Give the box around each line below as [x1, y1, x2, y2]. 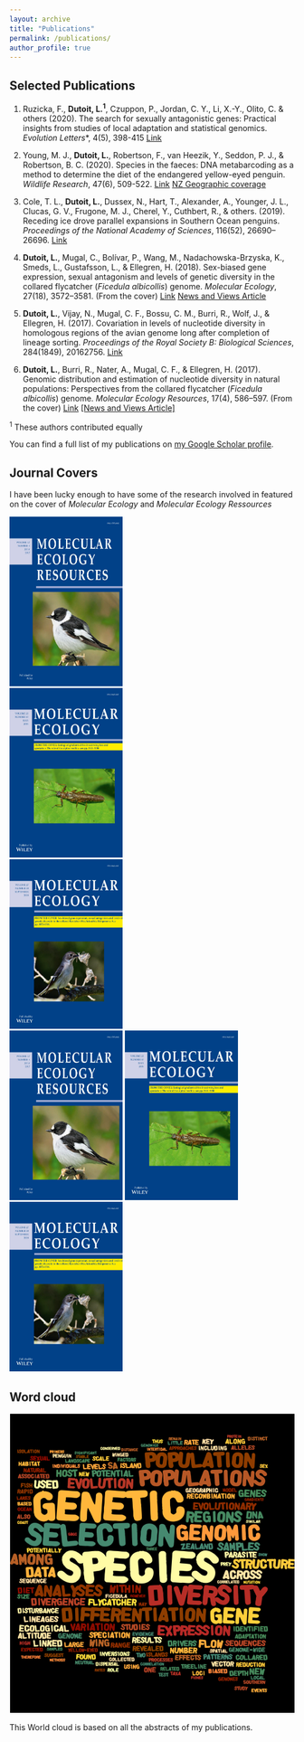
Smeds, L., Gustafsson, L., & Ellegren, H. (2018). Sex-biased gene [22, 261, 267, 272]
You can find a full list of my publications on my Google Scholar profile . [9, 439, 274, 450]
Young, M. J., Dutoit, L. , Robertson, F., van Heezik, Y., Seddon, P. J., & [22, 149, 285, 160]
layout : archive [9, 14, 71, 24]
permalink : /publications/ [9, 33, 111, 43]
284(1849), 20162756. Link [22, 346, 124, 357]
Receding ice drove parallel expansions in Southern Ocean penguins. [22, 215, 280, 226]
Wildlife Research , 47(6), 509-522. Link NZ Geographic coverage [22, 178, 267, 189]
